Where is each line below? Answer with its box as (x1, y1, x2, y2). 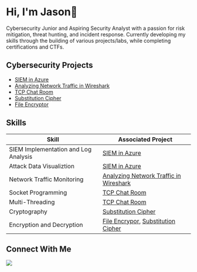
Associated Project (118, 135, 173, 143)
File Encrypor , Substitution (102, 217, 176, 225)
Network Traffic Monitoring (9, 175, 84, 183)
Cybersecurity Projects (6, 60, 93, 70)
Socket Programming (9, 188, 67, 196)
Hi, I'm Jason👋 (6, 5, 78, 19)
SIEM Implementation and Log (9, 145, 92, 153)
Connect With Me (6, 244, 72, 254)
